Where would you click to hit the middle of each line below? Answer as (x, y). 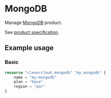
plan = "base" (28, 82)
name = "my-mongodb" (35, 77)
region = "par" (30, 86)
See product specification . (32, 32)
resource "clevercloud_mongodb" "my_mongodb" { (55, 72)
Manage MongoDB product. (33, 22)
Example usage (29, 48)
